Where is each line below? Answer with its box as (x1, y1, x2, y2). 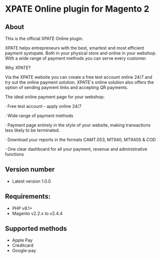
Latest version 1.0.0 (12, 178, 51, 184)
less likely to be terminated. (5, 127, 60, 133)
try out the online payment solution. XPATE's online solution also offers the (5, 79, 154, 85)
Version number (5, 165, 55, 173)
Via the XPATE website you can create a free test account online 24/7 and (5, 74, 153, 80)
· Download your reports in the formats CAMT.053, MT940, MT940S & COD (5, 137, 156, 142)
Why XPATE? (5, 65, 31, 70)
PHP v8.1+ (12, 205, 33, 211)
